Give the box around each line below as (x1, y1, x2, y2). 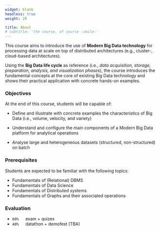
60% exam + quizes (12, 216, 55, 222)
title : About (5, 25, 32, 30)
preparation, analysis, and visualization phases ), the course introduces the (5, 67, 156, 73)
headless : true (5, 12, 36, 16)
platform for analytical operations (12, 130, 79, 136)
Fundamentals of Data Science (12, 182, 74, 188)
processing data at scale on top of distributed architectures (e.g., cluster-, (5, 48, 153, 54)
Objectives (5, 90, 32, 97)
